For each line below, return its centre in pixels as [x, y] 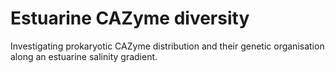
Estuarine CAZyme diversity [130, 18]
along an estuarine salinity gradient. [84, 56]
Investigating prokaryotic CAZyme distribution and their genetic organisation [167, 46]
